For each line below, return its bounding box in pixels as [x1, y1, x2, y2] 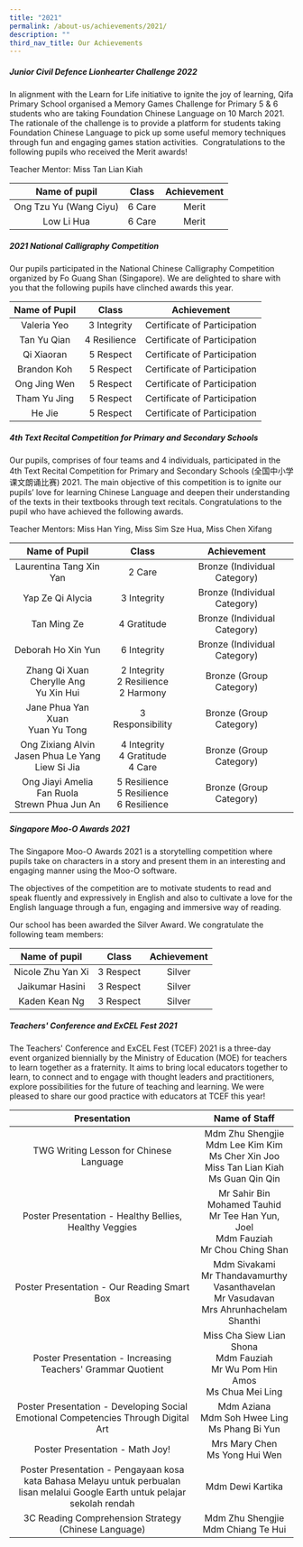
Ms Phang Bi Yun [208, 1423, 281, 1435]
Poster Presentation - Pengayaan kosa [20, 1463, 185, 1476]
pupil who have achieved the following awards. [9, 506, 184, 517]
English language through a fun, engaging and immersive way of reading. [9, 902, 282, 913]
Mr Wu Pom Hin [210, 1363, 278, 1376]
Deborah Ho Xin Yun [14, 644, 101, 657]
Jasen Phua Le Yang [14, 750, 101, 762]
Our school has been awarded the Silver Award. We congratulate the [9, 919, 264, 930]
